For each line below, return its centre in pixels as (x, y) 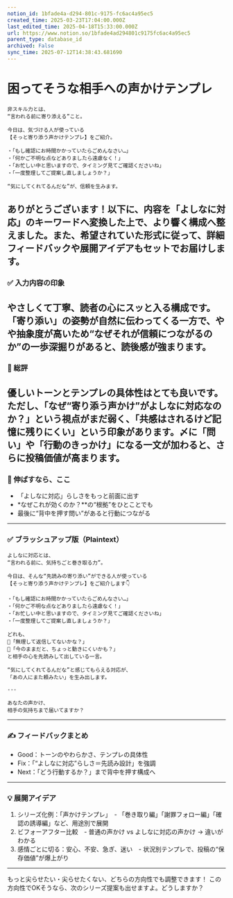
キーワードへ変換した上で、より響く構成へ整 (130, 223)
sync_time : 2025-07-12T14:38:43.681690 (65, 53)
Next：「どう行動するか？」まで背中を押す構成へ (86, 772)
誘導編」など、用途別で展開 (69, 823)
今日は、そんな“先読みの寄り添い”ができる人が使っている (77, 576)
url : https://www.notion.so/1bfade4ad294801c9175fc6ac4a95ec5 (99, 33)
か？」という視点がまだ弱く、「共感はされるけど (110, 418)
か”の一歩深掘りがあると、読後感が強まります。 (109, 347)
